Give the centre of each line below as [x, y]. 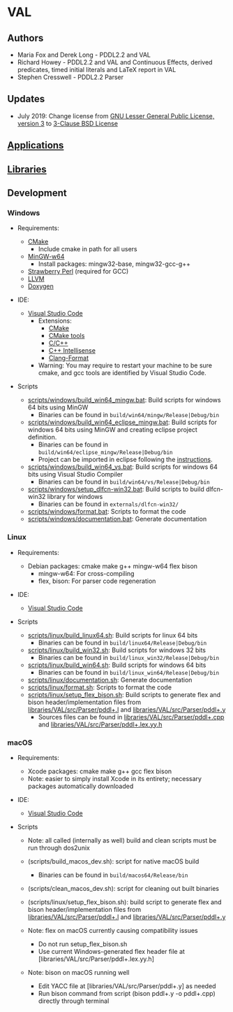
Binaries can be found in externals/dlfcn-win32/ [108, 504]
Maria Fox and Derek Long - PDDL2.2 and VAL [84, 55]
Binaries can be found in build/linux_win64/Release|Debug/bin [129, 672]
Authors [25, 38]
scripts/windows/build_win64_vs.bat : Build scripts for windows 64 [123, 467]
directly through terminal [74, 1001]
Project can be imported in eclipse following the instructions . [125, 460]
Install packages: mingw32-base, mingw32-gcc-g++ [114, 264]
